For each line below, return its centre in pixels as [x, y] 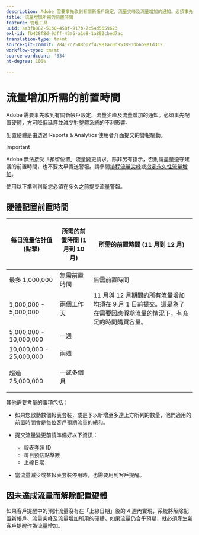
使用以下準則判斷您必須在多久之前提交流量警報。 [66, 187]
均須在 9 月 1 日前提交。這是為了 [139, 304]
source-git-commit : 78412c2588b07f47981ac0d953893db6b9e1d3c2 [84, 45]
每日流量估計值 [32, 240]
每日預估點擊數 [42, 455]
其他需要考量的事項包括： [37, 402]
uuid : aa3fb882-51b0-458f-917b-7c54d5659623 [62, 28]
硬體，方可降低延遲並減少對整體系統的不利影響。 [71, 123]
